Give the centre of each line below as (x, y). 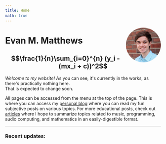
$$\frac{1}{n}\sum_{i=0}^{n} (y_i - (65, 59)
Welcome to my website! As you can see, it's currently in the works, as (77, 78)
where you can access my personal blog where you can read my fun (75, 103)
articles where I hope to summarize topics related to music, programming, (80, 114)
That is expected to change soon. (39, 88)
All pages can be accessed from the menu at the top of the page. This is (79, 98)
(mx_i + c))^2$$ (83, 66)
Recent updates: (25, 136)
